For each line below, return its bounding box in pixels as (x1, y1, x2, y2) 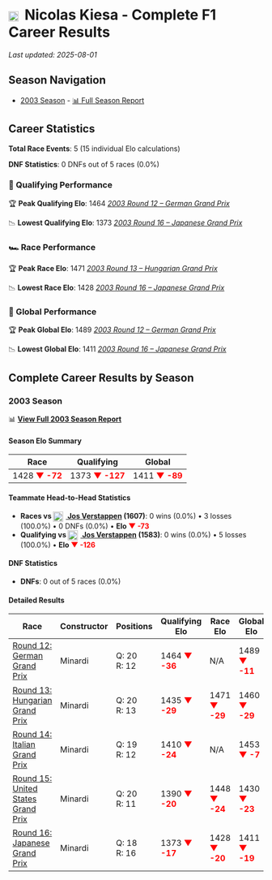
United (12, 783, 38, 795)
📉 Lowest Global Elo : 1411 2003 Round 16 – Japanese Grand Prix (8, 344, 227, 354)
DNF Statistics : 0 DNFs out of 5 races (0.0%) (8, 159, 160, 169)
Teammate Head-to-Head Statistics (8, 493, 131, 503)
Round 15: (12, 773, 53, 784)
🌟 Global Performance (8, 306, 97, 317)
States (12, 793, 37, 805)
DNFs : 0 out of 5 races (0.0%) (19, 576, 121, 586)
